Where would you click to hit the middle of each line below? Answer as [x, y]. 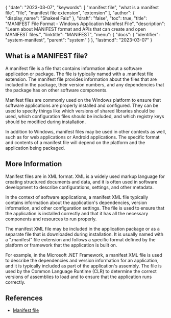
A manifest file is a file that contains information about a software [74, 68]
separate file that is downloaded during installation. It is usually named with [84, 234]
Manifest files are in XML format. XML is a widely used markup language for [85, 176]
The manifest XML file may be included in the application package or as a [82, 229]
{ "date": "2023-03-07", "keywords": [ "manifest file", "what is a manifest [82, 7]
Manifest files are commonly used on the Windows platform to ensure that [83, 100]
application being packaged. [35, 148]
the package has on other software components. [57, 90]
